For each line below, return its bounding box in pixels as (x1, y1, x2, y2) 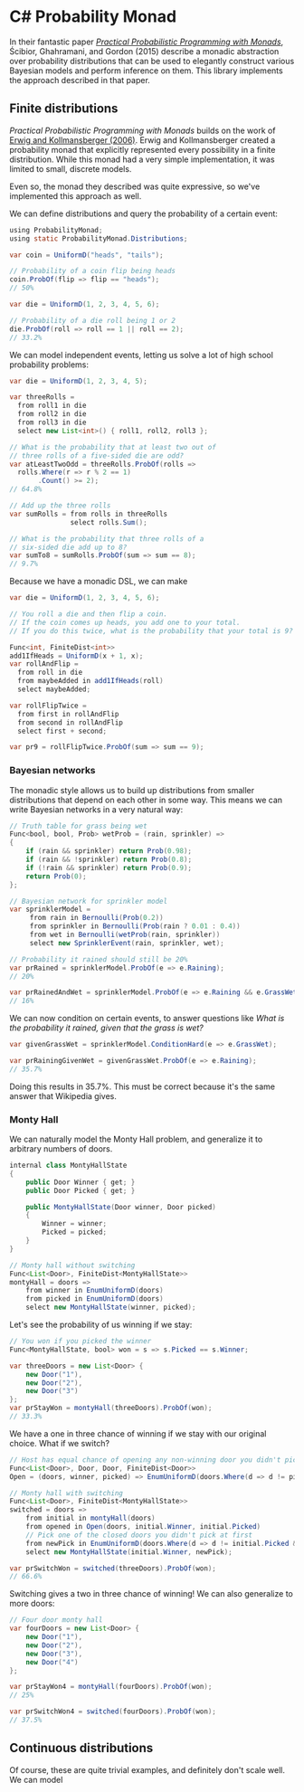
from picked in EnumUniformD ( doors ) (25, 1294, 165, 1304)
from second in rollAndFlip (17, 717, 124, 727)
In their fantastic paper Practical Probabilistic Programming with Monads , (9, 36, 284, 47)
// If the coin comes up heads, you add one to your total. (9, 618, 242, 627)
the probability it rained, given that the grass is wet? (9, 1022, 204, 1033)
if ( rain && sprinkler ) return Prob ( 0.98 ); (25, 847, 193, 856)
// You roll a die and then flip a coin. (9, 610, 168, 619)
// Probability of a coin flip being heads (9, 267, 176, 276)
